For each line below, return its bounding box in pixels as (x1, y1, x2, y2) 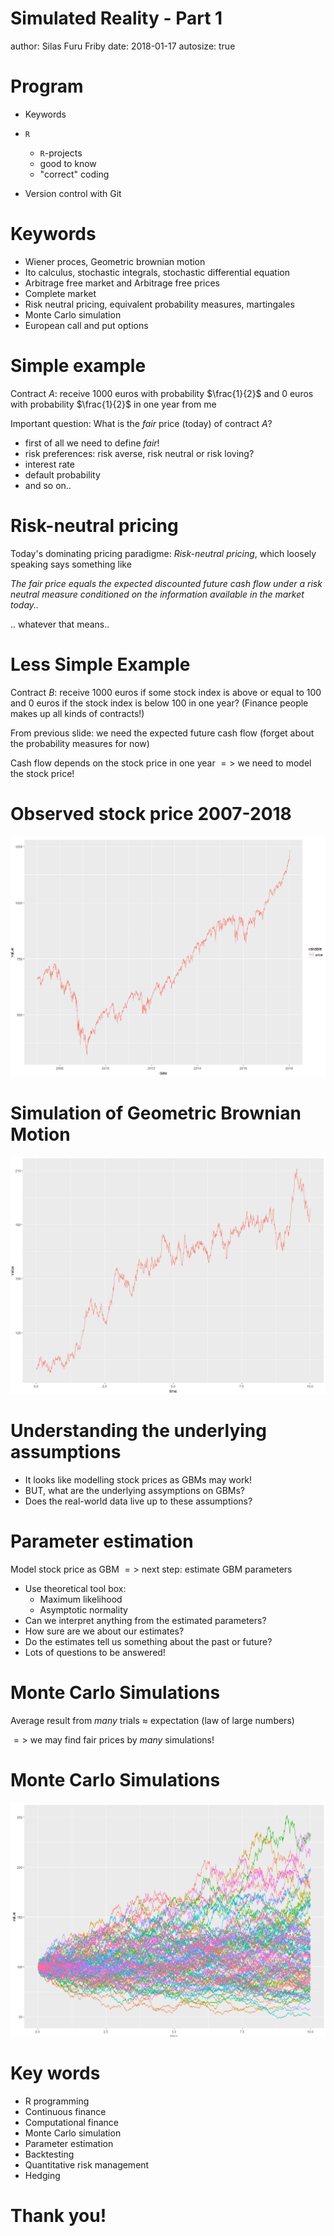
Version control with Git (24, 187, 122, 199)
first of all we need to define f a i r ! (24, 437, 160, 449)
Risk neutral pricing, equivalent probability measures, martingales (24, 298, 295, 310)
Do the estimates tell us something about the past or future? (24, 1635, 273, 1647)
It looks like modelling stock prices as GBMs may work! (24, 1473, 253, 1486)
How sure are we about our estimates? (24, 1625, 185, 1637)
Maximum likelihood (39, 1593, 123, 1605)
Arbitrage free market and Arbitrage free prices (24, 277, 221, 289)
